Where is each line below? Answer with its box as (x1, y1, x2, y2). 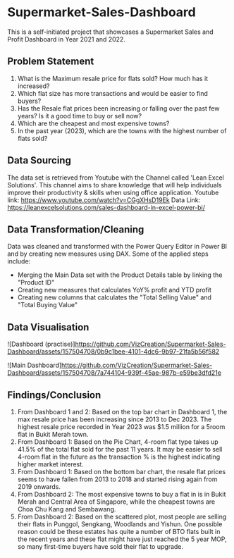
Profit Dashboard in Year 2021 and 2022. (7, 35, 125, 43)
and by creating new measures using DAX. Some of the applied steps (7, 249, 209, 258)
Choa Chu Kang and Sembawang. (17, 505, 116, 513)
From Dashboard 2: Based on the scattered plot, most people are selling (17, 512, 227, 521)
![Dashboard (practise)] (7, 340, 75, 349)
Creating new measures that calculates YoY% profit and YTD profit (17, 286, 211, 294)
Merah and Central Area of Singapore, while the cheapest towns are (17, 497, 216, 506)
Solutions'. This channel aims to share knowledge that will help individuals (7, 180, 222, 189)
